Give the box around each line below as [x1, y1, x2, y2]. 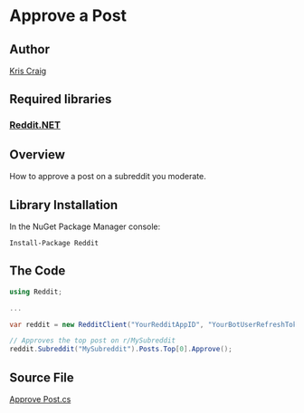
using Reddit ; [9, 287, 63, 296]
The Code [9, 264, 66, 279]
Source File [9, 370, 74, 385]
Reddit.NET [9, 119, 62, 131]
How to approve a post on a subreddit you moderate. [9, 171, 206, 182]
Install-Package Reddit [9, 238, 100, 247]
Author [9, 42, 50, 57]
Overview [9, 147, 66, 162]
